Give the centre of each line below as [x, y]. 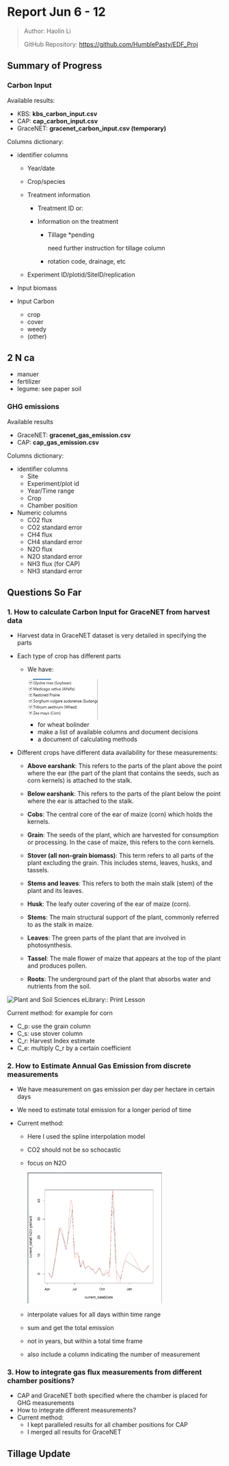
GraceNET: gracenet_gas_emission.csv [74, 435]
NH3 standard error [55, 571]
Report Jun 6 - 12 [56, 12]
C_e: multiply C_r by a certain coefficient [74, 1048]
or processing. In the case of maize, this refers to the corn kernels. [121, 842]
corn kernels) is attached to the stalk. [80, 780]
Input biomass [37, 288]
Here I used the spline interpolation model [86, 1137]
